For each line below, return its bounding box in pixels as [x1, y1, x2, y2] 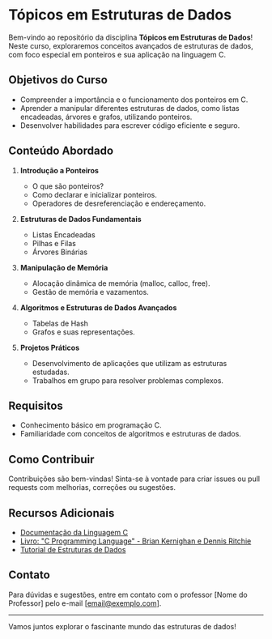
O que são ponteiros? [32, 181, 104, 191]
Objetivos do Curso [8, 73, 108, 87]
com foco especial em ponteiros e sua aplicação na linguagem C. [8, 49, 227, 59]
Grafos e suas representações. [32, 326, 135, 337]
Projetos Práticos [19, 343, 79, 352]
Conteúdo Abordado [8, 144, 114, 158]
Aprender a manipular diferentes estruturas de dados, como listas [19, 103, 240, 113]
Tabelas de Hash [32, 318, 89, 328]
